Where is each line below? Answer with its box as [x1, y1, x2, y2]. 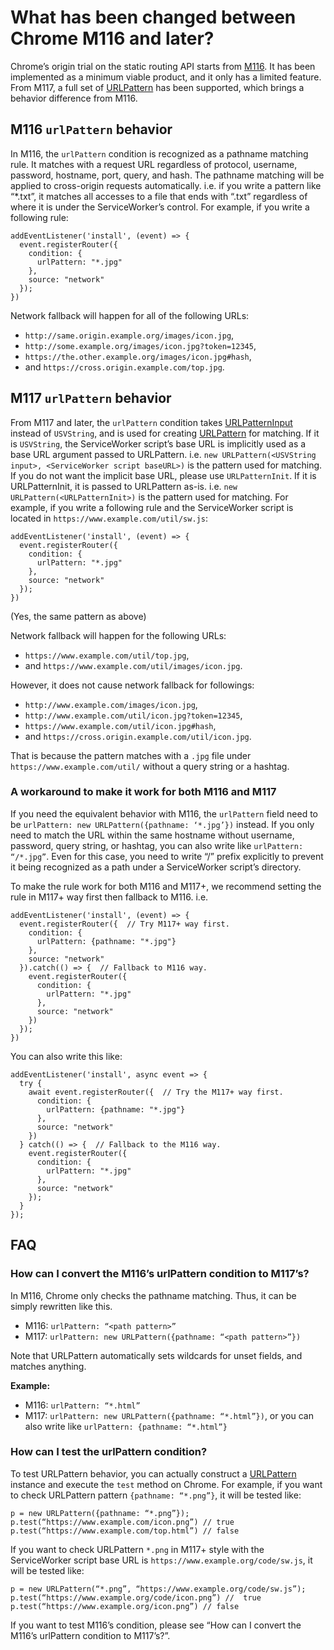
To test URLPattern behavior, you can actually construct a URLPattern [10, 1467, 297, 1480]
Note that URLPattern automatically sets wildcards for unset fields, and [10, 1349, 303, 1361]
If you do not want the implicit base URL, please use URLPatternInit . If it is [10, 469, 317, 481]
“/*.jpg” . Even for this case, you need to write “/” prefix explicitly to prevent [10, 850, 324, 862]
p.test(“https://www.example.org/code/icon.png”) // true [10, 1592, 262, 1603]
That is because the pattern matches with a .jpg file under [10, 749, 252, 761]
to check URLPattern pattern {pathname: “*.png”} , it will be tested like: [10, 1489, 302, 1501]
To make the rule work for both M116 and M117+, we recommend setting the [10, 880, 322, 892]
